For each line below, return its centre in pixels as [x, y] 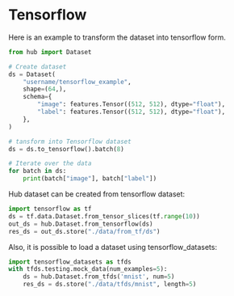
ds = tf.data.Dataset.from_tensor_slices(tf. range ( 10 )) [104, 216]
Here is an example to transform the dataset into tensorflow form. [117, 37]
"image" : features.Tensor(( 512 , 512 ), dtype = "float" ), [132, 104]
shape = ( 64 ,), [45, 89]
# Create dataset [38, 66]
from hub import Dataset [50, 52]
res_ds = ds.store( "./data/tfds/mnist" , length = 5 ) [110, 285]
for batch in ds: [38, 171]
